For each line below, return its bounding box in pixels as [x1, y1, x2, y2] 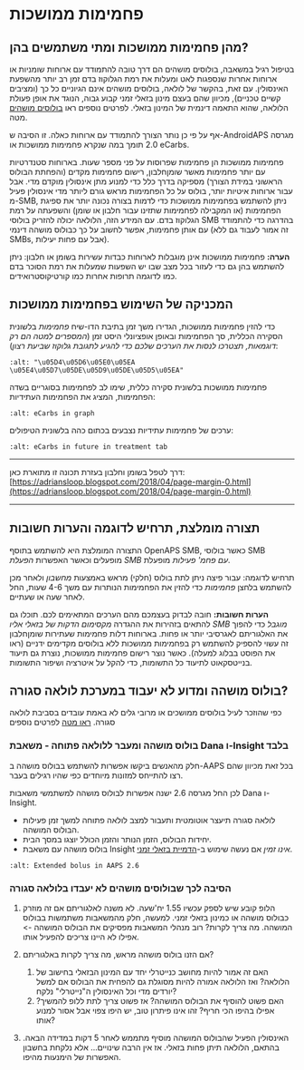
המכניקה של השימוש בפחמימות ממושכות [9, 297, 233, 312]
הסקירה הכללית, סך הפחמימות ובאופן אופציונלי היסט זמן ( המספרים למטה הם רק [9, 330, 283, 341]
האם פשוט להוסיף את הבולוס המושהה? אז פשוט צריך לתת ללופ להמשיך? [35, 996, 285, 1007]
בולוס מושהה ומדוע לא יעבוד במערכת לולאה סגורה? [9, 684, 289, 699]
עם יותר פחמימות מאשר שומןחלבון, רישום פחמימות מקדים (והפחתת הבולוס [9, 167, 266, 177]
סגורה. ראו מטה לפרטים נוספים [9, 716, 116, 728]
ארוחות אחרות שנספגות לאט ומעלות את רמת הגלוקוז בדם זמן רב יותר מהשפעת [9, 73, 278, 84]
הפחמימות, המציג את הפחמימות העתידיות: [9, 391, 156, 402]
